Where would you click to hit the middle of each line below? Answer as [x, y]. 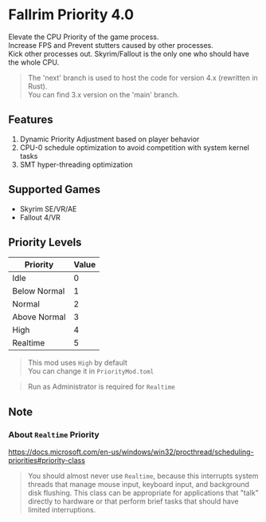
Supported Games [55, 190]
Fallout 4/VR [40, 217]
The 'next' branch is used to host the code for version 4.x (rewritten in [143, 77]
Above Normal [39, 317]
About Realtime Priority [54, 434]
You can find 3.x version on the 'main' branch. [103, 94]
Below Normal [39, 291]
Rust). [37, 86]
